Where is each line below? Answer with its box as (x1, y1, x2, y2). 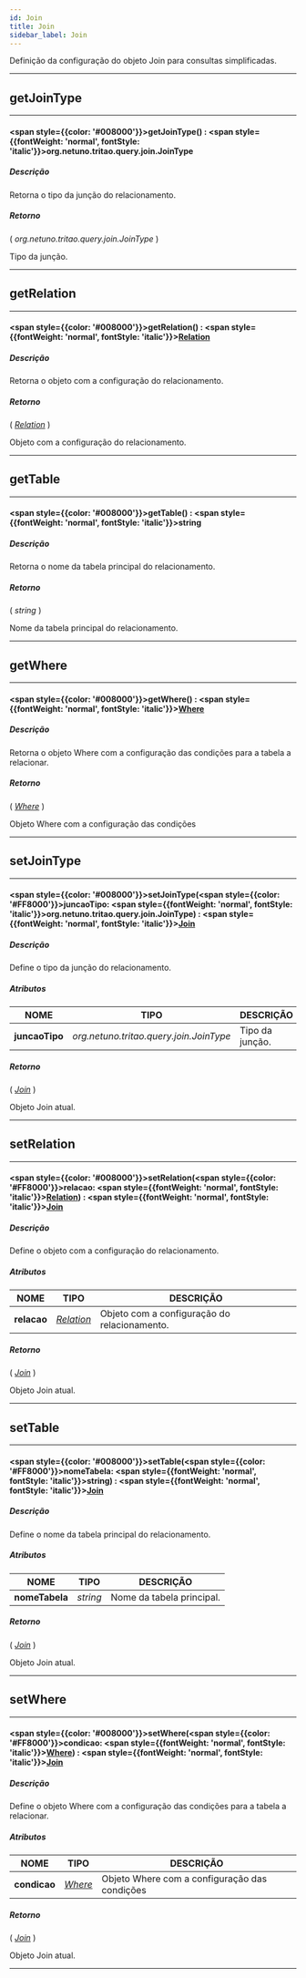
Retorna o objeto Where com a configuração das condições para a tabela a (9, 747, 291, 757)
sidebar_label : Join (9, 30, 88, 39)
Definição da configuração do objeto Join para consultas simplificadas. (9, 56, 278, 67)
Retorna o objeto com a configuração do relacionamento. (9, 376, 224, 386)
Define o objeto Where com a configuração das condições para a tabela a (9, 1801, 287, 1812)
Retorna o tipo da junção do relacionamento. (9, 189, 177, 201)
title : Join (9, 22, 55, 31)
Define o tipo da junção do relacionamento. (9, 963, 171, 974)
